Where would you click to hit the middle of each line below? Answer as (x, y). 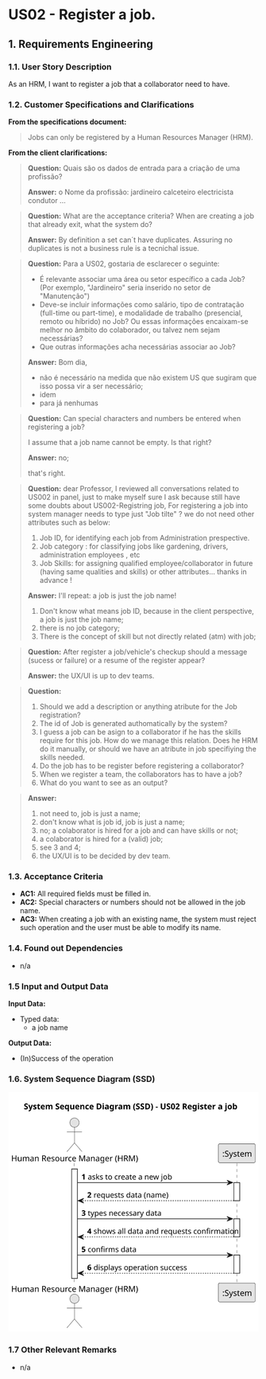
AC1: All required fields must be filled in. (85, 894)
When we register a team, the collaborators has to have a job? (141, 775)
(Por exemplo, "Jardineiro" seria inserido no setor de (125, 287)
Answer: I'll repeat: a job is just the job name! (102, 596)
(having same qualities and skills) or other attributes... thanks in (143, 572)
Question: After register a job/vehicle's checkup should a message (137, 652)
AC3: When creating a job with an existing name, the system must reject (138, 919)
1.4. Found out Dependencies (66, 948)
